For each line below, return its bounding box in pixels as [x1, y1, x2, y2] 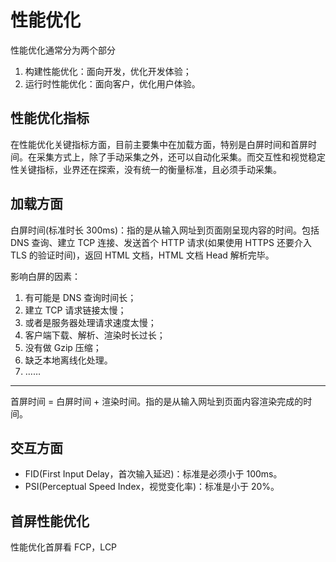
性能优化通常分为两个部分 [10, 44, 116, 56]
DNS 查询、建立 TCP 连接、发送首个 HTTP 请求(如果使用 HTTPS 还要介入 [10, 236, 312, 248]
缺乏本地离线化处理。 [24, 354, 113, 366]
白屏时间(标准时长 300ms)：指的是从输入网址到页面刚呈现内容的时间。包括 [10, 224, 320, 236]
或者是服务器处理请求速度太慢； [24, 316, 157, 328]
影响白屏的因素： [10, 270, 81, 282]
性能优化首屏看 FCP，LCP [10, 541, 118, 553]
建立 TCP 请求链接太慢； [24, 304, 127, 316]
